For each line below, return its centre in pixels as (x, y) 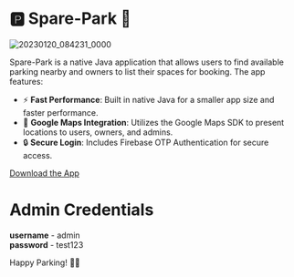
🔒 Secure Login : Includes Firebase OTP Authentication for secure (146, 142)
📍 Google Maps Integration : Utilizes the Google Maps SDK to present (153, 122)
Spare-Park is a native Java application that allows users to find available (147, 62)
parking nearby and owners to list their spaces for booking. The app (137, 71)
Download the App (45, 173)
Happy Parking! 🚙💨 (45, 262)
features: (26, 81)
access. (37, 155)
